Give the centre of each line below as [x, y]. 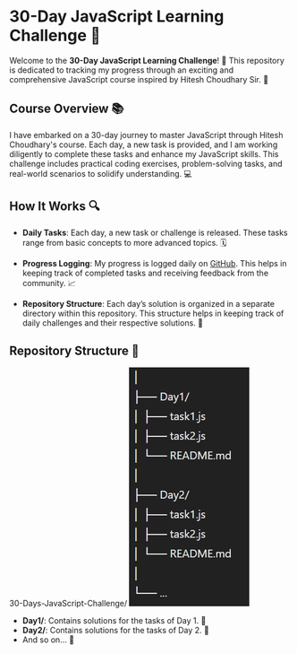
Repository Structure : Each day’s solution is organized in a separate [148, 303]
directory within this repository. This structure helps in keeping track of [153, 313]
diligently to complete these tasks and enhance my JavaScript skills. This [144, 153]
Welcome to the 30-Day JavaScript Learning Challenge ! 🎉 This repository [147, 60]
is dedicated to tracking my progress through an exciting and [122, 70]
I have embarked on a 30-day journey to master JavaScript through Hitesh [146, 135]
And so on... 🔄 [48, 640]
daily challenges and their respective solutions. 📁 [113, 323]
